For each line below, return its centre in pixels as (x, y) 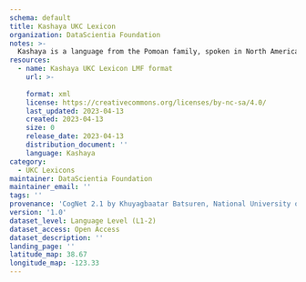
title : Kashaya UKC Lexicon (63, 26)
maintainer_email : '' (51, 187)
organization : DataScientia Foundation (85, 35)
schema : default (40, 18)
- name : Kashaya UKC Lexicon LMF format (95, 69)
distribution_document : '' (77, 145)
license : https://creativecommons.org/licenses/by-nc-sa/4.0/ (146, 102)
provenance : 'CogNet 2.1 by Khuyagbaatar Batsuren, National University (150, 204)
